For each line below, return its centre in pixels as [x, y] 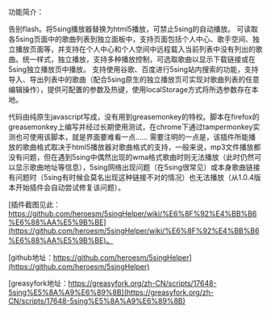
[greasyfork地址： [38, 283]
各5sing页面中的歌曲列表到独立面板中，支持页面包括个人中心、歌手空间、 [130, 39]
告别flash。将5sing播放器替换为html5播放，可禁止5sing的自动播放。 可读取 [133, 29]
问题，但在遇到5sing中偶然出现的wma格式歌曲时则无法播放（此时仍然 [138, 157]
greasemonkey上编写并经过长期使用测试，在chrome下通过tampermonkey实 [134, 127]
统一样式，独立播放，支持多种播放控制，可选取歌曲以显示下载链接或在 [139, 59]
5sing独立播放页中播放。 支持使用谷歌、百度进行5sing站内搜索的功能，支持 [133, 69]
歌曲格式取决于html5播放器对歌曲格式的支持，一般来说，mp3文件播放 [138, 147]
